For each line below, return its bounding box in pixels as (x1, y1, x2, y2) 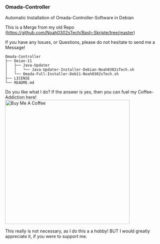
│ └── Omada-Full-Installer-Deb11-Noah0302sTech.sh (5, 72, 119, 77)
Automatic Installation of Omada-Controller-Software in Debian (5, 15, 134, 21)
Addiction (5, 94, 25, 100)
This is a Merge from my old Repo (5, 24, 75, 30)
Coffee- (137, 89, 154, 95)
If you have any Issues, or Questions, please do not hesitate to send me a (5, 39, 156, 45)
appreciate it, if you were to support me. (5, 234, 87, 240)
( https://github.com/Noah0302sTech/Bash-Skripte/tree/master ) (5, 30, 136, 36)
